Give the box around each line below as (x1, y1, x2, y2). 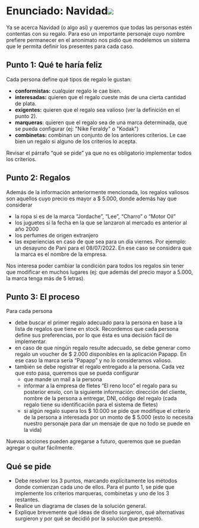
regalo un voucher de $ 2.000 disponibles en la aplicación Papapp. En (14, 350, 187, 358)
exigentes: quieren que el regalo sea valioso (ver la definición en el (14, 106, 180, 113)
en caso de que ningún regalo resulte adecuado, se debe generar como (14, 344, 191, 352)
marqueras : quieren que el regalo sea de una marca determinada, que (14, 119, 187, 126)
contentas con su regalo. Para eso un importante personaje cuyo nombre (6, 30, 185, 37)
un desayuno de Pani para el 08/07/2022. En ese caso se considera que (14, 244, 192, 251)
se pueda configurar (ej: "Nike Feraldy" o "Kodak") (14, 125, 139, 132)
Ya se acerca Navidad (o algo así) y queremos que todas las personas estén (6, 24, 192, 31)
